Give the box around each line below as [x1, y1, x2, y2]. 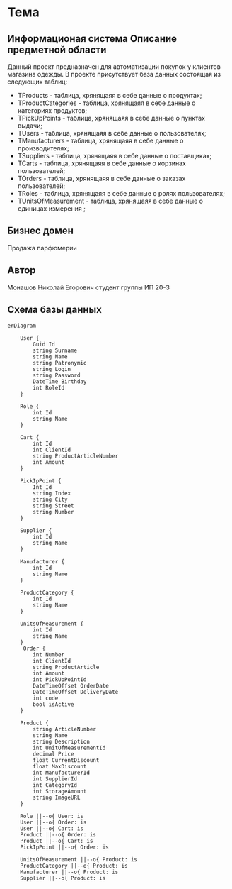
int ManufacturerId [33, 769, 91, 777]
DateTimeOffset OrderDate [33, 683, 110, 690]
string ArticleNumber [33, 726, 97, 733]
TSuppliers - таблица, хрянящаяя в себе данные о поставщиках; [17, 152, 212, 160]
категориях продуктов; [17, 106, 87, 114]
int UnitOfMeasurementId [33, 744, 106, 752]
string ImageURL [33, 794, 81, 802]
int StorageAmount [33, 788, 87, 795]
